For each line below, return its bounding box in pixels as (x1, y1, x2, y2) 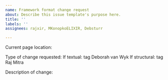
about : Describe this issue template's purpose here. (5, 12, 121, 17)
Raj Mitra (5, 59, 24, 65)
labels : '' (5, 21, 28, 27)
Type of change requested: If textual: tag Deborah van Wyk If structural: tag (5, 54, 163, 60)
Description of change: (5, 69, 53, 75)
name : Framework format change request (5, 7, 90, 13)
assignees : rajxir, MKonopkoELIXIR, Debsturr (5, 26, 103, 31)
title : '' (5, 17, 26, 22)
